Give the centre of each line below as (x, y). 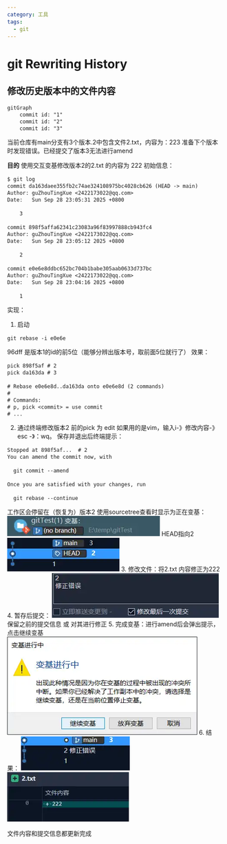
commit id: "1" (41, 115)
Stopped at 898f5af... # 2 (47, 451)
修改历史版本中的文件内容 (61, 90)
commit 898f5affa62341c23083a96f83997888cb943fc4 (80, 228)
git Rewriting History (67, 64)
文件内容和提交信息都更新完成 (49, 834)
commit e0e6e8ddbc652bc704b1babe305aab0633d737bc (80, 269)
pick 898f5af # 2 (32, 366)
